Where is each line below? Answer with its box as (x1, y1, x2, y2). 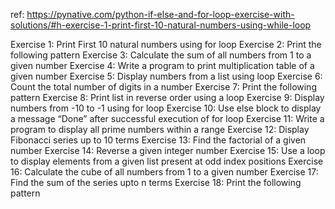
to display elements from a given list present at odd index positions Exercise (10, 155, 324, 167)
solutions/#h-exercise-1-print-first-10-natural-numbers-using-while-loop (10, 19, 312, 31)
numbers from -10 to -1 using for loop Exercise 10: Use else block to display (10, 102, 322, 114)
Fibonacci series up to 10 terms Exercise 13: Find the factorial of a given (10, 134, 307, 146)
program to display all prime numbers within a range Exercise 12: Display (10, 124, 310, 135)
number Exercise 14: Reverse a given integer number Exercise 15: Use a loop (10, 145, 326, 156)
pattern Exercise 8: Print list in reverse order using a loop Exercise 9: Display (10, 92, 325, 103)
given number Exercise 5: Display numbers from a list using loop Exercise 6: (10, 70, 323, 82)
